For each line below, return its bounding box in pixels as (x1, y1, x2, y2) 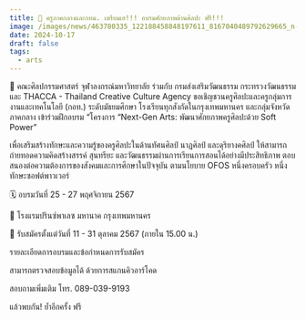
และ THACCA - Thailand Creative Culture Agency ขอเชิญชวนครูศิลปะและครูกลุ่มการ (9, 91, 292, 101)
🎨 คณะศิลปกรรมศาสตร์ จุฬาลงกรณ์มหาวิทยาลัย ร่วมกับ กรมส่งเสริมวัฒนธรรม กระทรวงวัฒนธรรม (9, 81, 297, 91)
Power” (9, 122, 38, 132)
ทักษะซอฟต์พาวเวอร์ (9, 170, 70, 180)
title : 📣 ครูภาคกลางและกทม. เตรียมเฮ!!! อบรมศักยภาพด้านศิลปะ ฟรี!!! (9, 13, 225, 23)
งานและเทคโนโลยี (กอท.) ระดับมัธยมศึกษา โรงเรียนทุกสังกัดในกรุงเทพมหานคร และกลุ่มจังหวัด (9, 101, 291, 112)
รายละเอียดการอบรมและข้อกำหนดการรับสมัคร (9, 247, 145, 257)
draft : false (9, 38, 59, 48)
